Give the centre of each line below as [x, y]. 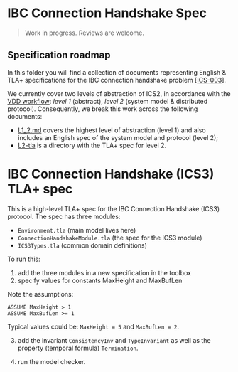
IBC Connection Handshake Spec [107, 13]
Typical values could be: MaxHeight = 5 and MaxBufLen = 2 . [93, 326]
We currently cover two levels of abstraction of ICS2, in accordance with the [119, 93]
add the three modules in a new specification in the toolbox [104, 272]
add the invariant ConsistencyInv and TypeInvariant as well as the [114, 340]
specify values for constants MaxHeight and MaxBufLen [100, 280]
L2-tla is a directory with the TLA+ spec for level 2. [92, 145]
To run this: [24, 259]
